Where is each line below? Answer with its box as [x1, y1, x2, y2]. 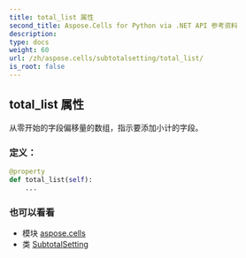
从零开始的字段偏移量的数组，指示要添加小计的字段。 [9, 122, 204, 133]
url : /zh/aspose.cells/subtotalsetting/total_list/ [9, 54, 204, 63]
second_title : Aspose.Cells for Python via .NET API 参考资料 [9, 21, 238, 30]
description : [9, 29, 58, 38]
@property [9, 167, 46, 176]
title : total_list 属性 [9, 12, 95, 22]
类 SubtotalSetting [21, 239, 88, 249]
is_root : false [9, 63, 65, 72]
